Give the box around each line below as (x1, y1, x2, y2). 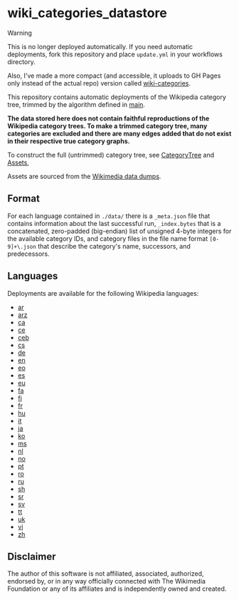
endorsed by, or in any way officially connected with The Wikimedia (7, 577, 206, 586)
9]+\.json (7, 243, 37, 250)
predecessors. (7, 249, 50, 258)
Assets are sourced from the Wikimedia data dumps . (7, 172, 161, 180)
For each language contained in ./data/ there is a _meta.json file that (7, 212, 211, 220)
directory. (7, 57, 36, 66)
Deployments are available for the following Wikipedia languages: (7, 289, 199, 297)
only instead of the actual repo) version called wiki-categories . (7, 78, 191, 87)
